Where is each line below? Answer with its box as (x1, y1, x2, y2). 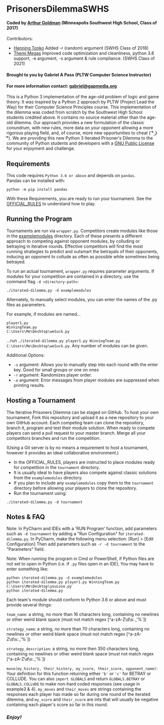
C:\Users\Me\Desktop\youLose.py (6, 584, 72, 589)
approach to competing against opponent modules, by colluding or (6, 238, 140, 244)
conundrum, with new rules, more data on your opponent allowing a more (6, 125, 153, 131)
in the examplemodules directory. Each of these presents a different (6, 233, 142, 239)
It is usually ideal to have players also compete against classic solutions (13, 470, 157, 475)
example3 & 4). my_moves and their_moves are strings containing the (6, 686, 141, 692)
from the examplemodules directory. (13, 474, 83, 480)
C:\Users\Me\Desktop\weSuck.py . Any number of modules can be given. (6, 343, 148, 348)
